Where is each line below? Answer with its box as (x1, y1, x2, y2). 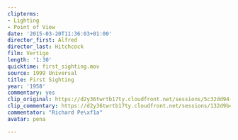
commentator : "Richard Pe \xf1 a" (7, 109, 103, 116)
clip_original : (7, 96, 52, 103)
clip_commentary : (7, 103, 59, 110)
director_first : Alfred (7, 37, 78, 44)
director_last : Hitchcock (7, 43, 84, 50)
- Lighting (7, 17, 40, 24)
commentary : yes (7, 89, 55, 96)
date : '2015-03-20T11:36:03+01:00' (7, 30, 113, 37)
